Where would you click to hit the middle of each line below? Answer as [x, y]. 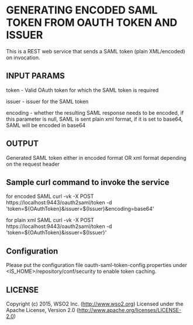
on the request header [33, 164]
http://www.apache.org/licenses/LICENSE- [130, 310]
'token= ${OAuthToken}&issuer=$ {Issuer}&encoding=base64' [80, 209]
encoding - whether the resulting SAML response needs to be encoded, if [95, 112]
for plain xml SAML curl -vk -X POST [50, 220]
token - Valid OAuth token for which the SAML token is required [82, 90]
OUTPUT [23, 144]
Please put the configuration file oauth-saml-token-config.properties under [96, 265]
